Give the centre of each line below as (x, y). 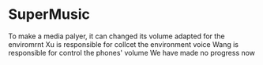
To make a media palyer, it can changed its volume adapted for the (116, 36)
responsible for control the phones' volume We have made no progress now (131, 52)
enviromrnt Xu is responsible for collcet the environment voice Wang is (124, 44)
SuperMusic (49, 14)
